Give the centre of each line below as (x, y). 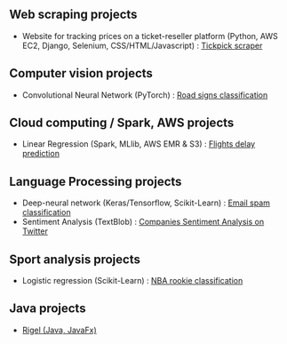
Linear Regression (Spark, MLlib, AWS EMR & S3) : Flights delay (139, 144)
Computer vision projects (81, 73)
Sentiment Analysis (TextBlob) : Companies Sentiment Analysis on (143, 222)
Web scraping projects (73, 15)
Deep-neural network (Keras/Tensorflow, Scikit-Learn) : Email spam (146, 203)
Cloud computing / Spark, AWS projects (122, 123)
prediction (41, 154)
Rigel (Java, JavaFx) (59, 330)
